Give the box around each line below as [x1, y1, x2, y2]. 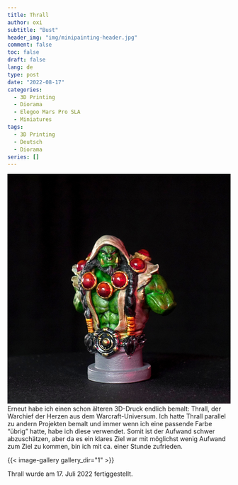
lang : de [7, 64, 33, 71]
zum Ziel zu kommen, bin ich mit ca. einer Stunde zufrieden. [7, 443, 183, 451]
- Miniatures [13, 116, 52, 123]
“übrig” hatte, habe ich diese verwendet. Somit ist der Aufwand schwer [7, 427, 215, 435]
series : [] [7, 153, 40, 161]
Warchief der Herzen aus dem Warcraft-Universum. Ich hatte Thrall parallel [7, 412, 227, 421]
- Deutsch [13, 138, 42, 145]
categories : [7, 86, 42, 93]
